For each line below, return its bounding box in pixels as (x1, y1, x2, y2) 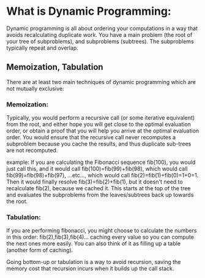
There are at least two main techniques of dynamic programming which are (6, 78, 196, 85)
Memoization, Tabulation (6, 62, 103, 72)
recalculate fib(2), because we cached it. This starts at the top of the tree (6, 185, 191, 192)
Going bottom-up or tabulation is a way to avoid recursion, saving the (6, 258, 181, 266)
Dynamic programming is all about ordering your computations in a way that (6, 25, 198, 32)
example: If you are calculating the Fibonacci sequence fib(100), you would (6, 158, 196, 166)
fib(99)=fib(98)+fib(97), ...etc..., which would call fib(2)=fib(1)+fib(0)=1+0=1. (6, 172, 199, 179)
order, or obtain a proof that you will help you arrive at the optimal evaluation (6, 127, 199, 134)
